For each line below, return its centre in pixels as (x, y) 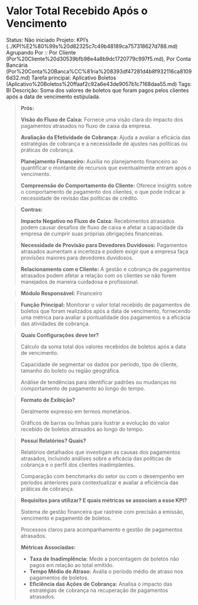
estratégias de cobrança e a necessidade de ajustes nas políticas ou (104, 143)
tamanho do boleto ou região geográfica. (70, 370)
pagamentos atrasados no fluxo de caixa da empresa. (86, 126)
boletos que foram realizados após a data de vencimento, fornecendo (106, 311)
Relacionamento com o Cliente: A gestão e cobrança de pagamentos (106, 269)
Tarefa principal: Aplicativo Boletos (74, 78)
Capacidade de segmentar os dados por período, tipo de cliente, (99, 364)
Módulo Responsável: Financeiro (61, 293)
